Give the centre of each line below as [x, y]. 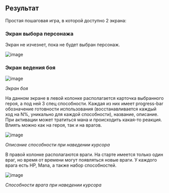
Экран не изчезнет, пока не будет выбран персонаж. [63, 45]
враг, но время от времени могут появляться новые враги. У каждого [81, 160]
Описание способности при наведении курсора [58, 145]
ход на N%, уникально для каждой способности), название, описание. [82, 114]
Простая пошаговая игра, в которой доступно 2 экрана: [66, 20]
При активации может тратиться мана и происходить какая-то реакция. [83, 120]
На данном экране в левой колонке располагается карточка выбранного [85, 98]
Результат [22, 8]
